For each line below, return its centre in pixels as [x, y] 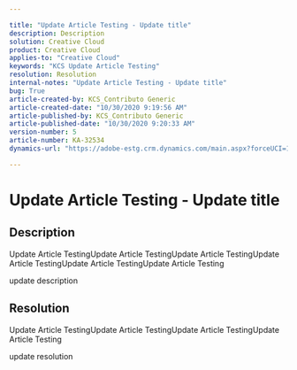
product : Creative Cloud [55, 50]
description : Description [57, 33]
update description [43, 281]
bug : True [27, 91]
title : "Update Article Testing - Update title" [100, 25]
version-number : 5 [43, 132]
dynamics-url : [35, 149]
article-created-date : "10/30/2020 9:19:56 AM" [99, 107]
